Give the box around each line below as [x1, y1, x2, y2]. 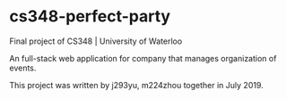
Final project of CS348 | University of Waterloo [9, 36, 183, 46]
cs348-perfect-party [9, 6, 171, 27]
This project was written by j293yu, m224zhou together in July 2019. [9, 79, 264, 90]
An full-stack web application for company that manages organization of [9, 53, 277, 63]
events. [9, 62, 37, 73]
